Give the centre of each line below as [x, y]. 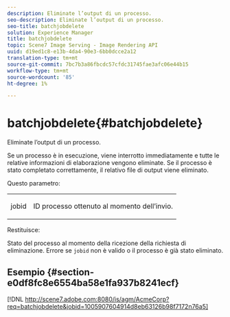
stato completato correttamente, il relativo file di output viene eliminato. [108, 170]
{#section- [71, 272]
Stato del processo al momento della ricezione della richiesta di [97, 243]
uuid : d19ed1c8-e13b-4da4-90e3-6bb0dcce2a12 [72, 52]
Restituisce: [24, 230]
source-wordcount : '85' [41, 77]
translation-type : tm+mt [43, 58]
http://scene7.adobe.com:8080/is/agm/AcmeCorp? [97, 299]
